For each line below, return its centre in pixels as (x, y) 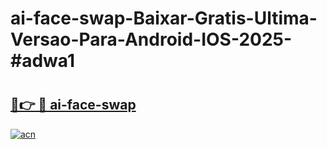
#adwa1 (43, 61)
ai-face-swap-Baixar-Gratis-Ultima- (164, 18)
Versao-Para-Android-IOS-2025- (151, 39)
